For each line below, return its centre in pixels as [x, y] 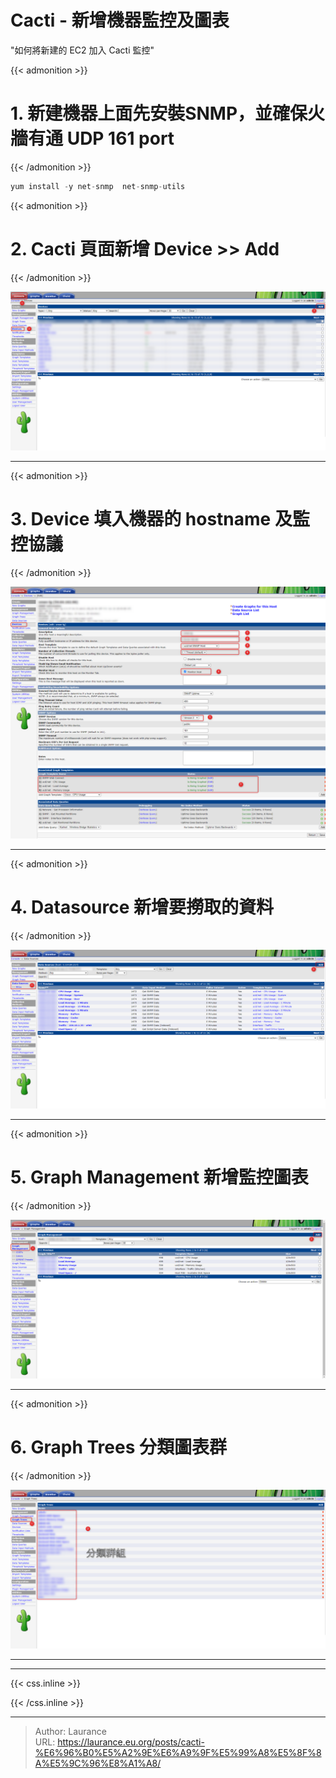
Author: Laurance [70, 1731]
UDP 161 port [120, 138]
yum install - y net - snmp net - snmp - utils [98, 186]
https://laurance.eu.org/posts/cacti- [131, 1742]
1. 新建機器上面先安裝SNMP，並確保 [159, 113]
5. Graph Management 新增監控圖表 [159, 1177]
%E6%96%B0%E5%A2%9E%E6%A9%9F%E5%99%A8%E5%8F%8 [178, 1752]
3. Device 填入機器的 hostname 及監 [160, 518]
